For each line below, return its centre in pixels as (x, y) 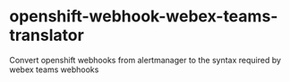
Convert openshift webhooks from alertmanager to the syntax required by (145, 60)
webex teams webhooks (54, 70)
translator (47, 35)
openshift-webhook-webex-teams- (144, 16)
